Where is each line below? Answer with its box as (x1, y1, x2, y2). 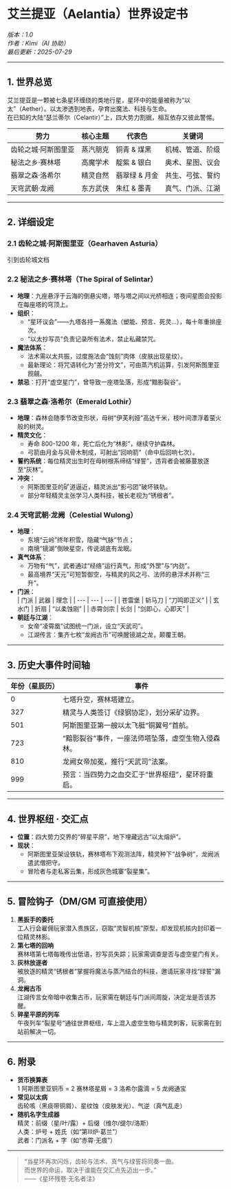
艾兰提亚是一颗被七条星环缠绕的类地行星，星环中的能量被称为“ (7, 96, 185, 104)
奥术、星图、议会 (164, 157, 221, 167)
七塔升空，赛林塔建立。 (63, 695, 139, 704)
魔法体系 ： (16, 343, 48, 352)
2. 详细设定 (7, 217, 54, 228)
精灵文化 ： (16, 431, 48, 439)
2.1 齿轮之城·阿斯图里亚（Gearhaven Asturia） (7, 239, 162, 248)
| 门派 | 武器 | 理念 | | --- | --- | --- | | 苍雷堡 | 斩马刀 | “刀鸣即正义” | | (16, 596, 212, 604)
